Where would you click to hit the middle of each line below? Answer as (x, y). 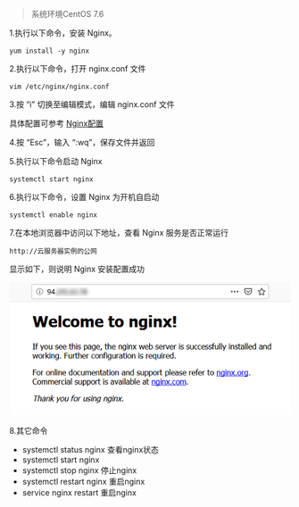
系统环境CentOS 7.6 (67, 14)
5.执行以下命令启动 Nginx (56, 161)
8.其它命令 (29, 431)
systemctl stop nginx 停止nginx (79, 470)
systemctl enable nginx (54, 215)
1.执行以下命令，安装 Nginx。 (63, 33)
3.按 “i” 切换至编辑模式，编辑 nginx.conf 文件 (92, 104)
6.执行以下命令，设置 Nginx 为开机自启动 (84, 197)
